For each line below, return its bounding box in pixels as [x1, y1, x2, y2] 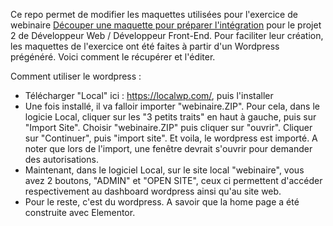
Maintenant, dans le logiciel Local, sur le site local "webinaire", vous [24, 164, 305, 176]
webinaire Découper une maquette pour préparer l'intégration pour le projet [10, 19, 322, 31]
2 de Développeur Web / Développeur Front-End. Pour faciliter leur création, [10, 30, 324, 41]
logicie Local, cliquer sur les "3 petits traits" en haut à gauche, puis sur [24, 111, 317, 123]
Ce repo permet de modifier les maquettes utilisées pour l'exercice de [10, 9, 298, 20]
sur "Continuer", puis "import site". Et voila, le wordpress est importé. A [24, 132, 318, 144]
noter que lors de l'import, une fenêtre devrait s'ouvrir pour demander [24, 143, 313, 154]
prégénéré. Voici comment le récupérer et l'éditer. [10, 51, 216, 63]
